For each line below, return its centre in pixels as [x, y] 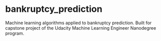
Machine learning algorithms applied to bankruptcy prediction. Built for [78, 23]
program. [15, 33]
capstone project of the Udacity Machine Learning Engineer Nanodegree [81, 28]
